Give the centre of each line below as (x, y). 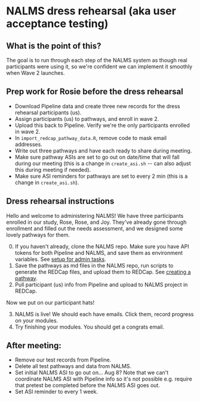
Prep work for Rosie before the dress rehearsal (95, 92)
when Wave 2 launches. (36, 73)
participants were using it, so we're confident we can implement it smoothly (99, 66)
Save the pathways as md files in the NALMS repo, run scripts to (94, 265)
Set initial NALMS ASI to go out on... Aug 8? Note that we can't (92, 373)
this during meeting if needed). (53, 169)
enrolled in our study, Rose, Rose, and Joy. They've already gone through (96, 222)
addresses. (29, 144)
